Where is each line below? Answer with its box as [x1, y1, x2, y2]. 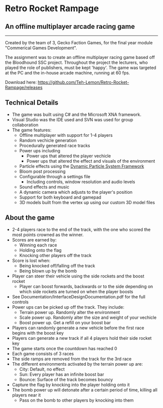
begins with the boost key [12, 330, 64, 336]
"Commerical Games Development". [5, 45, 77, 51]
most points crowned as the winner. [12, 232, 84, 238]
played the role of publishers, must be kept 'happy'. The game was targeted [5, 65, 157, 71]
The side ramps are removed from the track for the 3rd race [12, 356, 132, 362]
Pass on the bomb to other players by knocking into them [19, 397, 134, 403]
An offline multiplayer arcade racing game [5, 22, 135, 31]
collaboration [12, 122, 39, 128]
